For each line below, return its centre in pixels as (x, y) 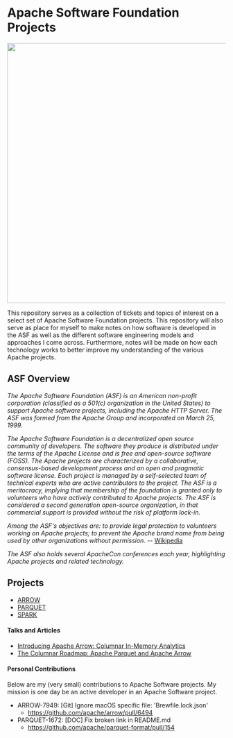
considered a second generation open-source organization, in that (103, 505)
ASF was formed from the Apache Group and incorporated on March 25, (111, 418)
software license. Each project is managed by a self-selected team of (107, 475)
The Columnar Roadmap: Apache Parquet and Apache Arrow (104, 653)
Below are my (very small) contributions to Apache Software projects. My (112, 684)
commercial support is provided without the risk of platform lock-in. (104, 512)
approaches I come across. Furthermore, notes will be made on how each (113, 342)
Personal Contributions (42, 669)
